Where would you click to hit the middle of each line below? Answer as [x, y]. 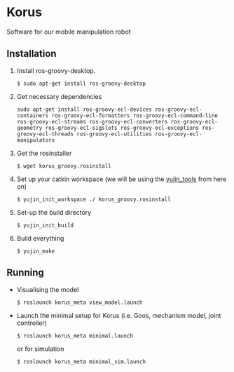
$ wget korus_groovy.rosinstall [64, 166]
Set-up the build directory [54, 212]
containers [33, 115]
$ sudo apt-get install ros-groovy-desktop [81, 84]
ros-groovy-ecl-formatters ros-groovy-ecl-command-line [135, 115]
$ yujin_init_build [45, 225]
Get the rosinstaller [44, 153]
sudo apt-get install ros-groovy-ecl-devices [84, 109]
